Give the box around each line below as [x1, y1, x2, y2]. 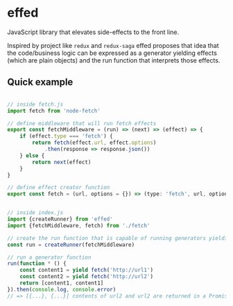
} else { [19, 152, 45, 159]
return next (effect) [32, 159, 92, 166]
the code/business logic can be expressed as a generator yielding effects [7, 49, 217, 57]
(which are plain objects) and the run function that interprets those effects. [7, 56, 221, 64]
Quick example [7, 76, 74, 88]
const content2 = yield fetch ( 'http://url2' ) [19, 273, 154, 280]
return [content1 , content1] [19, 280, 104, 287]
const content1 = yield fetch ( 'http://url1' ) [19, 266, 154, 274]
